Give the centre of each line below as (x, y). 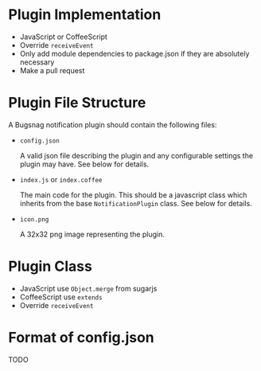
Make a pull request (52, 70)
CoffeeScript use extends (61, 297)
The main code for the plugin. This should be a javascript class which (133, 195)
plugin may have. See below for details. (84, 164)
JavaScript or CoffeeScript (63, 37)
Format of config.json (82, 338)
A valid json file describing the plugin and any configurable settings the (136, 155)
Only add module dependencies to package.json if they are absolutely (134, 53)
